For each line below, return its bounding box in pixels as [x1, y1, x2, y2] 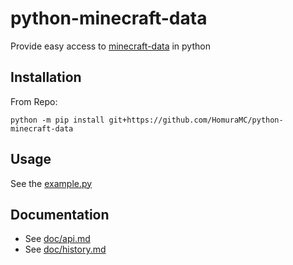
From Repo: [10, 95, 58, 107]
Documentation [10, 206, 110, 223]
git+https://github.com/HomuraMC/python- [108, 115, 284, 125]
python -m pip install [10, 115, 105, 125]
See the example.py [10, 177, 93, 189]
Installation [10, 69, 82, 86]
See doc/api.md [24, 233, 91, 245]
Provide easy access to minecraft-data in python [10, 40, 211, 52]
